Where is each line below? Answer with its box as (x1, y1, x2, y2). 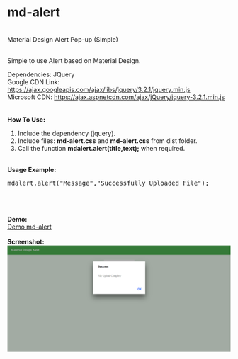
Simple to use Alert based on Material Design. (7, 56, 141, 64)
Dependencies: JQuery (7, 70, 75, 79)
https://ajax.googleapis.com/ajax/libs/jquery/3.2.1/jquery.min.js (7, 85, 191, 93)
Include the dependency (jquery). (17, 129, 115, 137)
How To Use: (7, 115, 46, 124)
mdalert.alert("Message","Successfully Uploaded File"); (7, 178, 210, 187)
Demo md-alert (7, 222, 52, 231)
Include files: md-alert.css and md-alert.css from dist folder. (17, 136, 198, 145)
